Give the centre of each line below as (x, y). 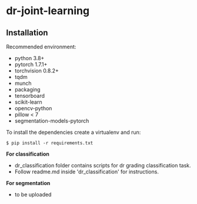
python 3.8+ (29, 58)
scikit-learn (28, 102)
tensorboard (30, 96)
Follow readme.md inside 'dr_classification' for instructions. (86, 172)
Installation (27, 33)
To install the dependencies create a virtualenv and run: (74, 132)
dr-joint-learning (48, 11)
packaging (27, 89)
